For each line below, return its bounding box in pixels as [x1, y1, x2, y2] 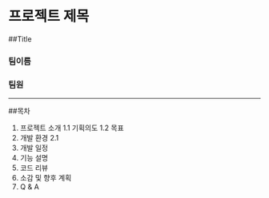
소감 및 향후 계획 [19, 173, 72, 183]
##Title [8, 34, 32, 44]
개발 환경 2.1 [19, 133, 59, 143]
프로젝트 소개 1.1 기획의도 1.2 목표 [19, 123, 124, 133]
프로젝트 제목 [8, 7, 90, 26]
